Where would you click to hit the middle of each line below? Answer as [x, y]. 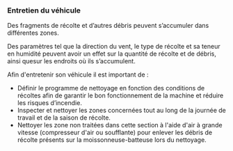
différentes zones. [33, 33]
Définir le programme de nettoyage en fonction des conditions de [111, 88]
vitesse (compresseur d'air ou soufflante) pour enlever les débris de [115, 133]
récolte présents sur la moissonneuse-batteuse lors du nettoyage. [112, 140]
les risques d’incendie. [49, 103]
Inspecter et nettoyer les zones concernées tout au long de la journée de [121, 111]
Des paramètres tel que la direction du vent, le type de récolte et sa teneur [114, 47]
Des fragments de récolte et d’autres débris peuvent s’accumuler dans [108, 26]
